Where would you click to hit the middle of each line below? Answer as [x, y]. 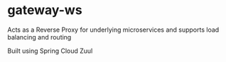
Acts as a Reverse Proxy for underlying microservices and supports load [113, 30]
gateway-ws [45, 10]
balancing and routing [39, 37]
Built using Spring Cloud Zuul [50, 51]
